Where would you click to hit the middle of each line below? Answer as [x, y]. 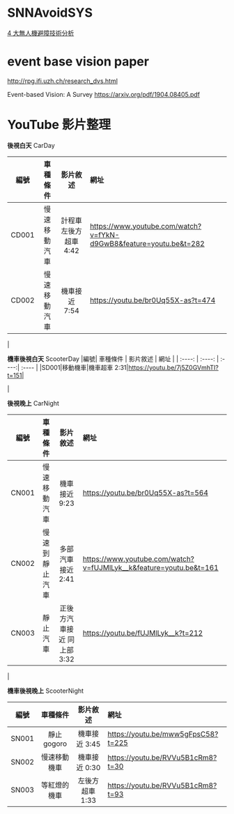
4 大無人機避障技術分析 [41, 33]
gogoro [55, 744]
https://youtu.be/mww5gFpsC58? [163, 734]
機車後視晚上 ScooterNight [46, 691]
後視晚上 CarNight [33, 403]
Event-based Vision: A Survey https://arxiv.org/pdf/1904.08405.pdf [104, 94]
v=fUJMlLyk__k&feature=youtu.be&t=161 [151, 567]
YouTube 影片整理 [59, 125]
